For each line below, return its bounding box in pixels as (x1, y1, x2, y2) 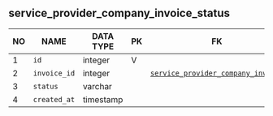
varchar (82, 80, 112, 92)
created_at (32, 95, 76, 104)
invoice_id (32, 68, 76, 78)
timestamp (82, 93, 123, 105)
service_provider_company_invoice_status (8, 6, 230, 20)
